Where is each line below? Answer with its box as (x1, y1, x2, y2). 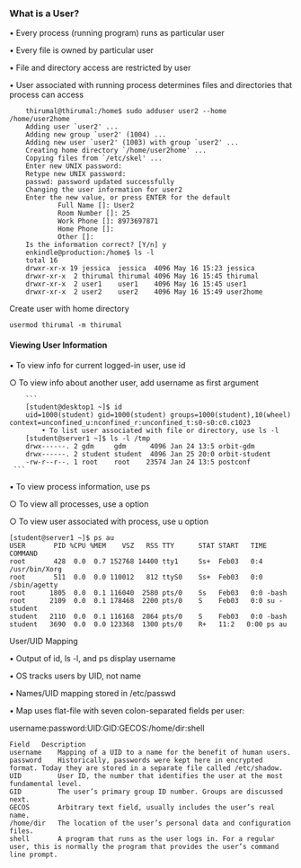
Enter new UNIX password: (25, 162, 123, 171)
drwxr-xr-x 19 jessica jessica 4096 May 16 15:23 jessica (25, 264, 255, 273)
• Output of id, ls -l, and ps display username (9, 652, 176, 663)
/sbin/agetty (9, 580, 58, 589)
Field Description (9, 740, 87, 748)
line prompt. (9, 850, 58, 859)
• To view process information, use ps (9, 481, 151, 492)
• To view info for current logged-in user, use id (9, 359, 186, 370)
